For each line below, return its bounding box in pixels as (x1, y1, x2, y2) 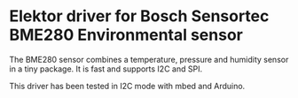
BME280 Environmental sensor (9, 25, 244, 45)
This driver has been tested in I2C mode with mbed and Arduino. (9, 80, 246, 91)
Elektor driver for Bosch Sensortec (9, 6, 270, 26)
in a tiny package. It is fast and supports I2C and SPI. (9, 64, 202, 74)
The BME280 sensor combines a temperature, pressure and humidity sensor (9, 54, 289, 64)
